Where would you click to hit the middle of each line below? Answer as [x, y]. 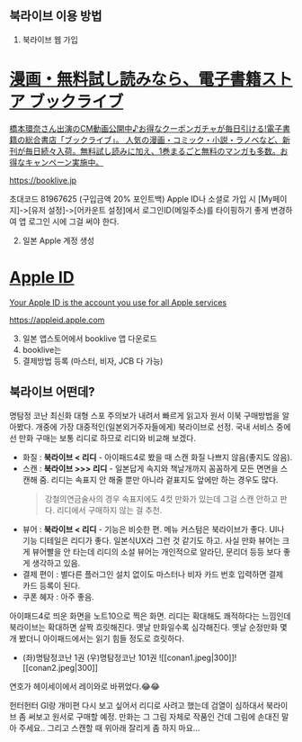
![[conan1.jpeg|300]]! [198, 657]
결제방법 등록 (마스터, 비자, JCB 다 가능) [93, 361]
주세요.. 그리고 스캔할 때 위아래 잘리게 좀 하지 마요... [109, 728]
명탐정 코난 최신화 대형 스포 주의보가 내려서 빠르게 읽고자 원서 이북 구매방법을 [145, 415]
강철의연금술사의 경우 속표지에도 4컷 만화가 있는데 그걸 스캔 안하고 [161, 499]
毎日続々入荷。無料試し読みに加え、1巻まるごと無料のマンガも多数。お [156, 150]
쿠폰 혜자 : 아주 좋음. [58, 596]
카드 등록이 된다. [51, 585]
